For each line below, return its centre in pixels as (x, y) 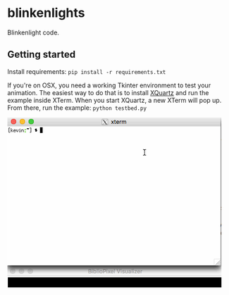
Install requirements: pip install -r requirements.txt (87, 71)
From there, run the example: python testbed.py (77, 108)
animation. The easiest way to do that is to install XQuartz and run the (108, 92)
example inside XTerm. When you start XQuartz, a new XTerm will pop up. (114, 100)
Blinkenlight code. (33, 32)
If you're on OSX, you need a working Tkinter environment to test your (109, 85)
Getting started (42, 55)
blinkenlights (47, 13)
